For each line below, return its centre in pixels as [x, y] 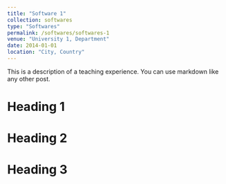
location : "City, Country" [46, 52]
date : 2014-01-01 [32, 45]
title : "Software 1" [37, 13]
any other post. [29, 79]
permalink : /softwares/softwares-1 [58, 33]
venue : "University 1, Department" [58, 39]
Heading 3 [37, 170]
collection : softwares [40, 20]
